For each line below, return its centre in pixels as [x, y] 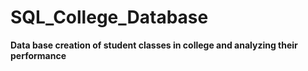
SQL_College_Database [109, 17]
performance [38, 55]
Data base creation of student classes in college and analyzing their [154, 45]
